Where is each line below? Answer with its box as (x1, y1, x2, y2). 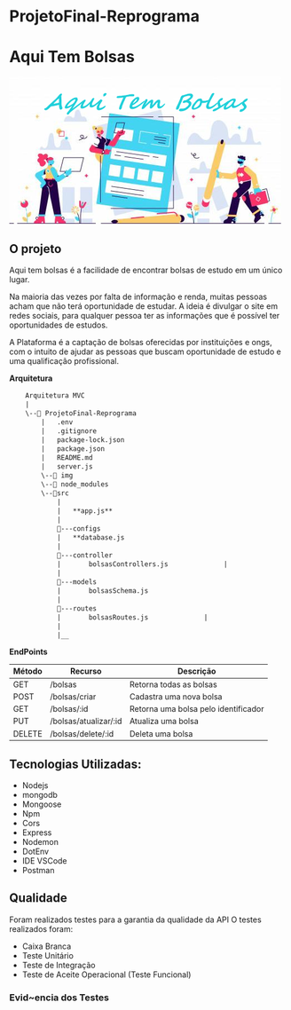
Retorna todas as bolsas (129, 679, 217, 690)
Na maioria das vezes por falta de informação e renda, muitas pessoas (9, 291, 268, 302)
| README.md (41, 453, 93, 462)
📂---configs (56, 524, 101, 533)
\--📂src (41, 488, 69, 498)
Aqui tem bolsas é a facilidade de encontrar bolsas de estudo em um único (9, 264, 283, 275)
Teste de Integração (21, 959, 96, 970)
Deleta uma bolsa (129, 728, 193, 738)
